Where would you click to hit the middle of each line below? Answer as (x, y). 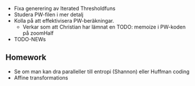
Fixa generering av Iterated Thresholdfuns (65, 8)
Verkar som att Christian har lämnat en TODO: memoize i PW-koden (104, 27)
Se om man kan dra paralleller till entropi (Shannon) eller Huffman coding (102, 71)
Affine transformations (41, 77)
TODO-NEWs (30, 39)
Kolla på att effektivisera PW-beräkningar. (64, 21)
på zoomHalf (38, 33)
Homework (26, 58)
